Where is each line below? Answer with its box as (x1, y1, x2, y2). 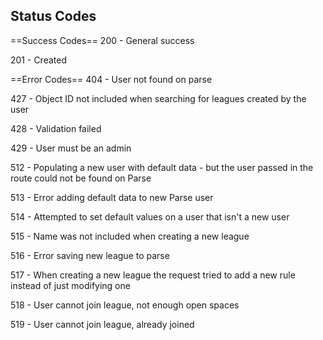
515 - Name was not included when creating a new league (10, 230, 250, 242)
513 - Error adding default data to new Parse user (10, 191, 214, 203)
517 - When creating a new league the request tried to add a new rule (10, 269, 296, 281)
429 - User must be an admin (10, 142, 132, 154)
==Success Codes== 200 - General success (10, 34, 195, 46)
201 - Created (10, 54, 67, 66)
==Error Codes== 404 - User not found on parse (10, 73, 213, 85)
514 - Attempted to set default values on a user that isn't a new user (10, 210, 290, 223)
